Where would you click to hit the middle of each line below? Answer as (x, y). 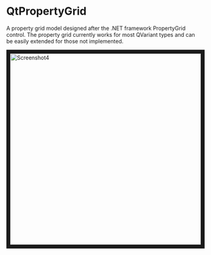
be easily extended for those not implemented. (65, 41)
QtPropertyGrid (46, 11)
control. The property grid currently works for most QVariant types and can (101, 34)
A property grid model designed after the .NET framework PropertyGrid (96, 28)
